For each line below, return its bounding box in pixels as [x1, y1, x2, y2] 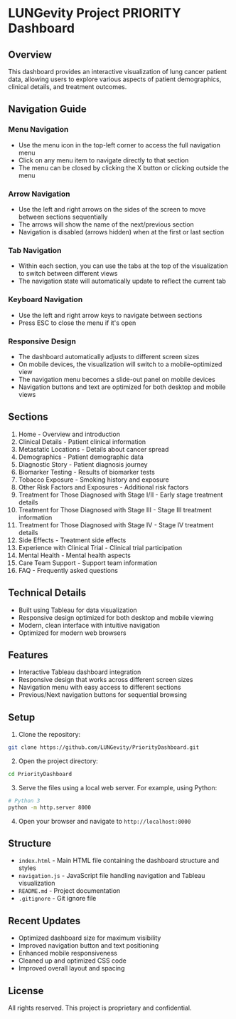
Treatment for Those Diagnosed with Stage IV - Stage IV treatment [18, 520, 214, 529]
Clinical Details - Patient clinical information [18, 437, 146, 446]
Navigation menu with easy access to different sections [18, 683, 181, 692]
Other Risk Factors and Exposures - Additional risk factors [18, 482, 189, 491]
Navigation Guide [8, 103, 87, 115]
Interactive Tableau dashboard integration [18, 668, 141, 676]
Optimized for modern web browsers [18, 629, 127, 637]
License [8, 985, 44, 997]
